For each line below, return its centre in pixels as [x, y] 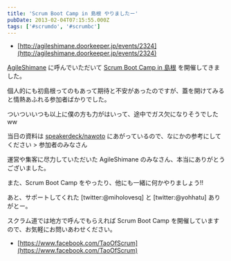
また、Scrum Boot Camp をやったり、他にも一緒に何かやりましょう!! [105, 183]
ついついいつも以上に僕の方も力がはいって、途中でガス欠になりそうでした [113, 114]
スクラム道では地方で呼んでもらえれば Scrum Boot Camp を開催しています [113, 221]
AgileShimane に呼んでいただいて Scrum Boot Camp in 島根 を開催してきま [113, 68]
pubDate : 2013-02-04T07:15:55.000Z [58, 20]
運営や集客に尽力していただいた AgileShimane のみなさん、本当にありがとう [116, 159]
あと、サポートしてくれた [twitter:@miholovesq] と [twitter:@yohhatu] [107, 197]
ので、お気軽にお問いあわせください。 [62, 229]
